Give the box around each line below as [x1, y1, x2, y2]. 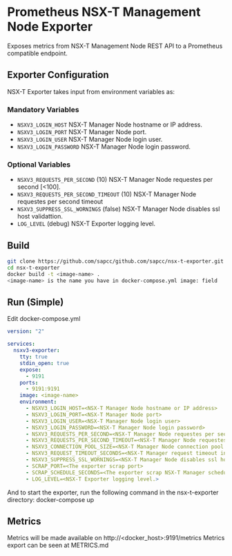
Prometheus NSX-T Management [7, 4, 201, 20]
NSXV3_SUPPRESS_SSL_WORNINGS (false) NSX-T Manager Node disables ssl [17, 205, 220, 213]
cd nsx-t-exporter [7, 264, 60, 272]
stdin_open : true [19, 360, 70, 367]
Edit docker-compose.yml [7, 315, 81, 323]
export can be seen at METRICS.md [7, 541, 109, 550]
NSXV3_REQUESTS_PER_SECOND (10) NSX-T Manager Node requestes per [17, 176, 213, 184]
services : [7, 340, 36, 348]
